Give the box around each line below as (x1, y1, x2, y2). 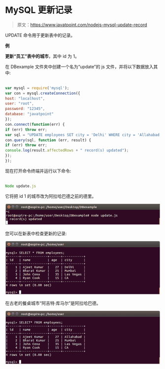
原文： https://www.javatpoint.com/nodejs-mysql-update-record (17, 22, 147, 28)
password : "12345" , (5, 107, 45, 111)
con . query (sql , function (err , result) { (5, 138, 92, 143)
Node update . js (5, 184, 36, 188)
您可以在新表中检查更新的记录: (5, 230, 67, 237)
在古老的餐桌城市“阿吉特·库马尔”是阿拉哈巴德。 (5, 300, 101, 306)
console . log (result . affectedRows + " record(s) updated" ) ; (5, 148, 129, 153)
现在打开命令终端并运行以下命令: (5, 168, 71, 174)
